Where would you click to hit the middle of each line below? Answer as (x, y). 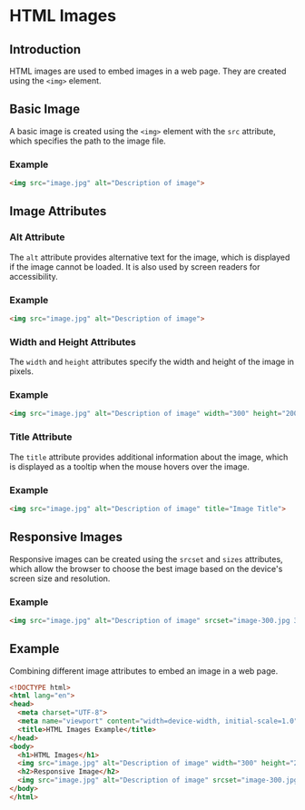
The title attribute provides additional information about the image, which (149, 457)
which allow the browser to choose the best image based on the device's (146, 568)
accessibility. (34, 276)
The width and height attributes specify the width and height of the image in (152, 362)
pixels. (22, 371)
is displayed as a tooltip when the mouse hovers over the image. (129, 466)
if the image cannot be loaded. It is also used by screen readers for (135, 267)
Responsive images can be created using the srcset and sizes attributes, (146, 558)
